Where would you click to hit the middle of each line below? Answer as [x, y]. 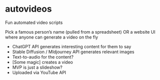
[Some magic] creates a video [42, 62]
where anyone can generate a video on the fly [52, 37]
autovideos [28, 9]
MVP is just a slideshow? [37, 67]
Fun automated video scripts [34, 22]
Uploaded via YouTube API [39, 72]
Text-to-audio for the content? [43, 57]
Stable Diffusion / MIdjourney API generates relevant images [73, 52]
